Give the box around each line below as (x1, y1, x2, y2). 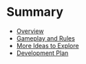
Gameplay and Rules (16, 34, 75, 42)
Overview (16, 27, 44, 35)
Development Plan (16, 49, 69, 57)
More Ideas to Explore (16, 41, 80, 50)
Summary (6, 4, 63, 20)
